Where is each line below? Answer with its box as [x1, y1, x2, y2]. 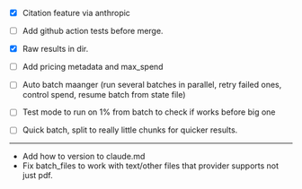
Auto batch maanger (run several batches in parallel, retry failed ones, [22, 80, 282, 90]
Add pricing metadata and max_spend [22, 62, 164, 73]
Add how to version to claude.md [22, 151, 146, 162]
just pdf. [22, 170, 53, 181]
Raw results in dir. [22, 44, 89, 55]
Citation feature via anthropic [22, 8, 130, 18]
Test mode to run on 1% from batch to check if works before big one [22, 107, 276, 117]
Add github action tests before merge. [22, 26, 164, 37]
